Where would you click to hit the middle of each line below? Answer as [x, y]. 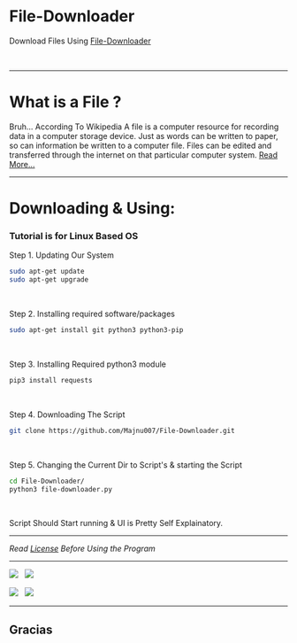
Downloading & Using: [92, 209]
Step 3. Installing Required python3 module [88, 364]
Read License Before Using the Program [83, 549]
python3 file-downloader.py [61, 489]
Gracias [31, 629]
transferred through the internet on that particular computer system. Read [144, 155]
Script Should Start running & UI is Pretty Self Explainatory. [116, 523]
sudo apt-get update [47, 272]
